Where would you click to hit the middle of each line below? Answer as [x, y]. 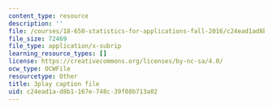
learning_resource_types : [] [58, 54]
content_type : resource [49, 16]
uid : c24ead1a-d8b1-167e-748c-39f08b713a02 [83, 91]
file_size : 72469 [38, 39]
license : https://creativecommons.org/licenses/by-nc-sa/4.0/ [116, 62]
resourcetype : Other [43, 76]
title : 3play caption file [54, 84]
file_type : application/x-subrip [65, 46]
